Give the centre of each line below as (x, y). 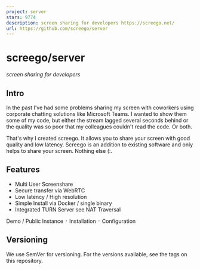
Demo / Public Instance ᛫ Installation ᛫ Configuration (71, 221)
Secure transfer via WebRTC (50, 190)
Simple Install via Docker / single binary (63, 203)
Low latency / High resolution (51, 197)
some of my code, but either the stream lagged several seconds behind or (97, 120)
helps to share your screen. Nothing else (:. (59, 151)
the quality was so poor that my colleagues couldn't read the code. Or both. (99, 127)
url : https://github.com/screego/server (57, 28)
